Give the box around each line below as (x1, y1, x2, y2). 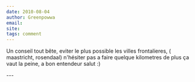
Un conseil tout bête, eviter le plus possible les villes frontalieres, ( (6, 47, 171, 54)
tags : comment (6, 31, 42, 37)
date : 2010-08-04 (6, 8, 50, 15)
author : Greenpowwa (6, 14, 56, 20)
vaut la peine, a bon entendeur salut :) (6, 60, 101, 68)
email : (6, 20, 23, 26)
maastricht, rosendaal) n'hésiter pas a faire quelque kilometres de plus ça (6, 54, 190, 61)
